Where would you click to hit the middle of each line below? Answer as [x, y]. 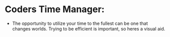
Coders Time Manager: [55, 9]
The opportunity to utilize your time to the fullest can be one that [80, 23]
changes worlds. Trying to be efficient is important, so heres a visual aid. [89, 28]
